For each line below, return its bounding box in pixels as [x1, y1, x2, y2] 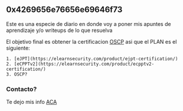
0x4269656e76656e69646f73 [6, 5, 123, 15]
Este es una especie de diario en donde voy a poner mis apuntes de [6, 20, 171, 27]
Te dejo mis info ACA [6, 99, 57, 106]
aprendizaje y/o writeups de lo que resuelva [6, 27, 113, 34]
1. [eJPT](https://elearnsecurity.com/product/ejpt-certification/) [6, 56, 178, 61]
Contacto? [6, 85, 37, 93]
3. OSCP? [6, 71, 28, 77]
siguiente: [6, 44, 31, 51]
